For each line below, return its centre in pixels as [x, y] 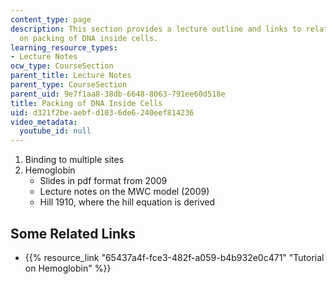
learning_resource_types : [64, 47]
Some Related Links [73, 233]
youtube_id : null [55, 131]
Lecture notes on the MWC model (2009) [124, 192]
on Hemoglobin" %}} [68, 268]
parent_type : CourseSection [69, 85]
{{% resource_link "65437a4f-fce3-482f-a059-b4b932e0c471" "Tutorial [174, 257]
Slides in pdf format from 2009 [103, 181]
